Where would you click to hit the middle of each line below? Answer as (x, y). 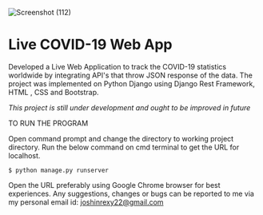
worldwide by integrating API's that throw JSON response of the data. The (131, 75)
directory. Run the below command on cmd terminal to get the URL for (124, 147)
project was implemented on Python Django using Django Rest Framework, (132, 83)
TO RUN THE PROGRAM (48, 123)
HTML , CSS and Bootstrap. (54, 92)
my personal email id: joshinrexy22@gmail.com (86, 202)
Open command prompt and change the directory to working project (121, 138)
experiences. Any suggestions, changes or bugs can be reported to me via (131, 193)
